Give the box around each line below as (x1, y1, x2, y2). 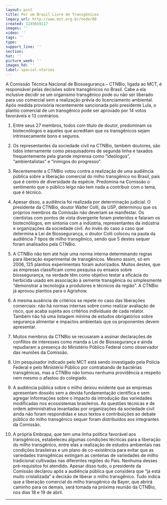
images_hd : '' (5, 63, 35, 68)
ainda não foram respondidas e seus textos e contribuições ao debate (12, 411, 156, 417)
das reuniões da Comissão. (12, 349, 69, 355)
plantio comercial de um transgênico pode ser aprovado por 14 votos (5, 107, 147, 113)
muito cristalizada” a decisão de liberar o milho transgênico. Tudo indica (12, 474, 161, 479)
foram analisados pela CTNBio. (12, 241, 76, 247)
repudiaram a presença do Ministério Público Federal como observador (12, 344, 159, 350)
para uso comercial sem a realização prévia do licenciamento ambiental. (5, 97, 153, 102)
